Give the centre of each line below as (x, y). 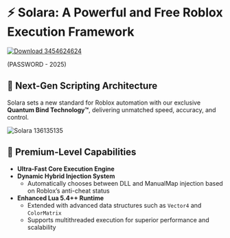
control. (18, 117)
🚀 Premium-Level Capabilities (72, 152)
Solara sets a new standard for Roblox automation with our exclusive (104, 102)
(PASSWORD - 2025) (37, 64)
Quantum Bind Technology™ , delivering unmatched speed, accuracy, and (112, 109)
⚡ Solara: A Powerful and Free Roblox (115, 13)
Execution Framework (71, 32)
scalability (42, 227)
